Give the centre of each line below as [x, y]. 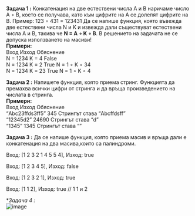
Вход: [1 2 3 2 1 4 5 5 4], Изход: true [50, 155]
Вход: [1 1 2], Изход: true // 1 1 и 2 [47, 189]
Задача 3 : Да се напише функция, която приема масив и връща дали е [96, 137]
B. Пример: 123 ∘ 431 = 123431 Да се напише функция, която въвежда [94, 21]
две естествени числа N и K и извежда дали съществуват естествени [94, 27]
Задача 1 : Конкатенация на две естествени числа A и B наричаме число [98, 9]
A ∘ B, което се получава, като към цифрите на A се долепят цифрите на [97, 15]
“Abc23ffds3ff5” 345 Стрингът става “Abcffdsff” [66, 113]
